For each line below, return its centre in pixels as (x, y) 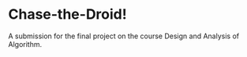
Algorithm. (25, 44)
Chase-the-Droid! (68, 14)
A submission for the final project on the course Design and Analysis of (123, 36)
